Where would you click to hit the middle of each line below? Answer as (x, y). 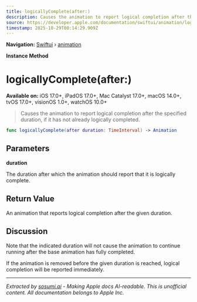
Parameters (28, 149)
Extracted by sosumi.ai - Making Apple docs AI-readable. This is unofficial (96, 286)
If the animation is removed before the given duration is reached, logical (93, 263)
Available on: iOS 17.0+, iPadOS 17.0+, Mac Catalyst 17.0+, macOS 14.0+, (94, 96)
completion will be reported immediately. (55, 269)
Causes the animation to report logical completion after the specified (103, 113)
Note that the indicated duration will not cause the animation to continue (93, 245)
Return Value (30, 199)
